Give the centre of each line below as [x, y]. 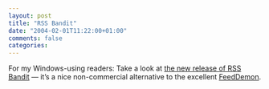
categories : [28, 46]
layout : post [30, 16]
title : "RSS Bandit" [43, 23]
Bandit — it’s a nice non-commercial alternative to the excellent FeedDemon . [135, 77]
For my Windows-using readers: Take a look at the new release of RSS [125, 68]
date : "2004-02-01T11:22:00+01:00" [68, 30]
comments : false [35, 38]
